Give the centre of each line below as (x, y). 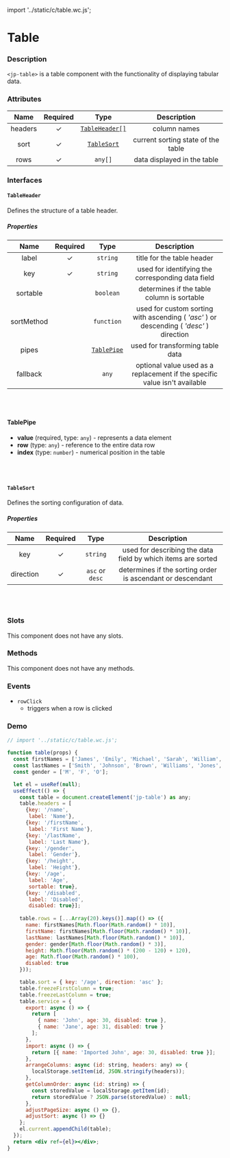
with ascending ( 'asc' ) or (175, 317)
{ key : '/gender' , (50, 848)
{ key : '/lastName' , (53, 835)
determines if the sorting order (168, 570)
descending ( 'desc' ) (175, 326)
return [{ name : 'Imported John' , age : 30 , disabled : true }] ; (124, 1052)
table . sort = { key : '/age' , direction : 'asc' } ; (92, 982)
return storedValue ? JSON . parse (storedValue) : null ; (112, 1097)
